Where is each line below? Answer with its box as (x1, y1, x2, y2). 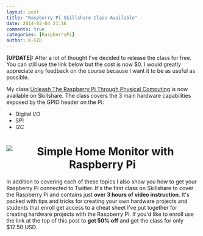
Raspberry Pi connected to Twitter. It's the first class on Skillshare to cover (6, 184, 194, 191)
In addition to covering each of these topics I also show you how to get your (6, 178, 197, 185)
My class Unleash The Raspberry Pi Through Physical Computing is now (6, 86, 188, 92)
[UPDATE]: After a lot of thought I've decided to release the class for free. (6, 54, 192, 61)
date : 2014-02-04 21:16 (6, 20, 67, 26)
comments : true (6, 26, 45, 32)
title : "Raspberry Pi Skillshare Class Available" (6, 15, 138, 21)
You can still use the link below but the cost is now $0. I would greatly (6, 61, 182, 68)
